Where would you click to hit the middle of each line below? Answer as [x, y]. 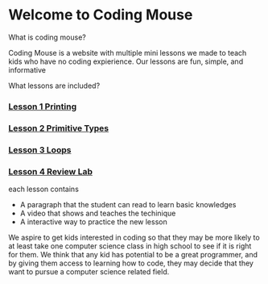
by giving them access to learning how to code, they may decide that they [131, 263]
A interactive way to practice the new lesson [93, 222]
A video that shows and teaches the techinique [98, 213]
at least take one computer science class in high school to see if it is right [130, 246]
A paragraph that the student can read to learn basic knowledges [128, 205]
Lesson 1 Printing [43, 106]
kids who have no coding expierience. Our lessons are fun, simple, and [126, 61]
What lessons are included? [54, 86]
